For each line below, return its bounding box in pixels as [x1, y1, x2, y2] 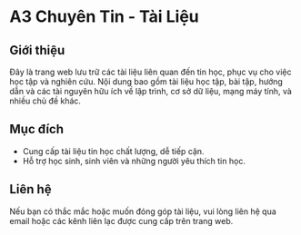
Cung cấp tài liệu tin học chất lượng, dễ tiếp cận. [22, 145, 205, 156]
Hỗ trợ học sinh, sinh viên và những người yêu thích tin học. [22, 155, 246, 166]
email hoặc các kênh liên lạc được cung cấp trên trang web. [9, 215, 234, 226]
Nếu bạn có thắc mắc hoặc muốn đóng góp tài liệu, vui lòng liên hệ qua [9, 206, 277, 217]
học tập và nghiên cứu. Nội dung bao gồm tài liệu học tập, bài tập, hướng [9, 76, 284, 87]
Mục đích [9, 122, 65, 137]
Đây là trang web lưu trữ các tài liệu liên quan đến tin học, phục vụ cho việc [9, 66, 293, 77]
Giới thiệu [9, 43, 65, 58]
